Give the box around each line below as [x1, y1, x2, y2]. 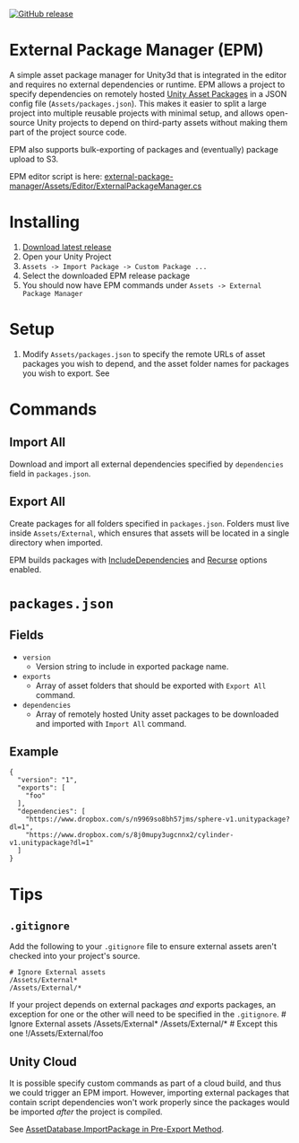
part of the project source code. [9, 127, 127, 137]
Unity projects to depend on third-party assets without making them [37, 117, 288, 127]
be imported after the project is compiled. [9, 1106, 163, 1117]
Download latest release [21, 241, 112, 252]
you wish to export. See [21, 368, 110, 379]
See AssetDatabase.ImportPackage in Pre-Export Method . [9, 1124, 225, 1135]
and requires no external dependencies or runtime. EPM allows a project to [9, 79, 286, 90]
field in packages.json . [9, 467, 91, 479]
